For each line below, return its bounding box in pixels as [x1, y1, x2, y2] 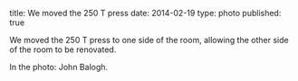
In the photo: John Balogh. [9, 62, 109, 72]
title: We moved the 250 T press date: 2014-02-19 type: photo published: [9, 8, 282, 18]
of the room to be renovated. [9, 44, 117, 55]
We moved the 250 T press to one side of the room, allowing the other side [9, 35, 289, 45]
